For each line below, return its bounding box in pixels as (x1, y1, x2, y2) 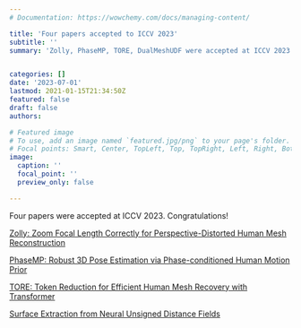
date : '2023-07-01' (9, 78, 82, 88)
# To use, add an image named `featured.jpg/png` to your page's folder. (9, 136, 291, 145)
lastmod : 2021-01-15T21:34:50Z (9, 87, 126, 96)
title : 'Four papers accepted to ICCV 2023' (9, 29, 178, 39)
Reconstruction (9, 237, 65, 247)
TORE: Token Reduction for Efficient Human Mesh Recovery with (9, 281, 248, 292)
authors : (9, 111, 42, 121)
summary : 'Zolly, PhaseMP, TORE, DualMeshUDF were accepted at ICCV (9, 46, 271, 55)
